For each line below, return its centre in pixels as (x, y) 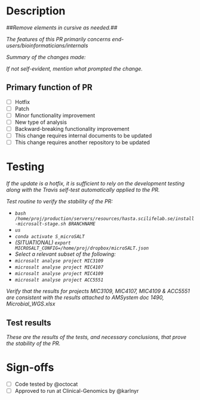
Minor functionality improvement (55, 115)
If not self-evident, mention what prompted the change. (75, 68)
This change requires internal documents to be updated (83, 136)
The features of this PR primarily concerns (59, 39)
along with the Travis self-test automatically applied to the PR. (83, 190)
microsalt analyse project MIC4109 (59, 274)
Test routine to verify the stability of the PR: (60, 201)
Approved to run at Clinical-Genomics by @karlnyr (77, 390)
